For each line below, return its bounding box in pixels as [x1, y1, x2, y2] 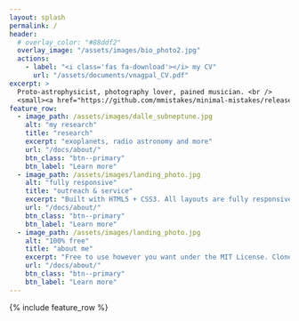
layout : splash [9, 12, 66, 22]
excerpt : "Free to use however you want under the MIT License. [25, 253, 269, 262]
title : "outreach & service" [25, 187, 133, 196]
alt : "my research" [25, 121, 98, 130]
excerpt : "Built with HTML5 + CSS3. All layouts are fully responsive [25, 195, 293, 205]
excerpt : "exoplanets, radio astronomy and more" [25, 137, 214, 146]
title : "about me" [25, 245, 93, 253]
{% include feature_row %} [9, 301, 109, 312]
